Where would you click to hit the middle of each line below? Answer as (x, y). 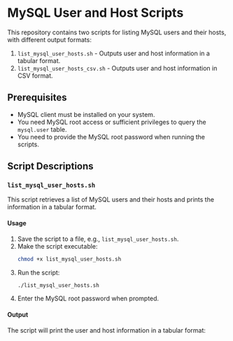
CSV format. (35, 76)
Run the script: (38, 272)
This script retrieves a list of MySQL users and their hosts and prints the (111, 200)
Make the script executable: (57, 246)
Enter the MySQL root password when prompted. (88, 298)
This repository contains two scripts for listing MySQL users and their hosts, (117, 32)
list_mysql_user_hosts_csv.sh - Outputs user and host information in (117, 68)
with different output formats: (50, 39)
